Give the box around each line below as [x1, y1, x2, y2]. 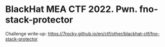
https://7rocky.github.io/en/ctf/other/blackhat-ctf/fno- [48, 30, 160, 36]
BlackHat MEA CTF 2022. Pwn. [5, 3, 138, 15]
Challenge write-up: [5, 30, 47, 36]
